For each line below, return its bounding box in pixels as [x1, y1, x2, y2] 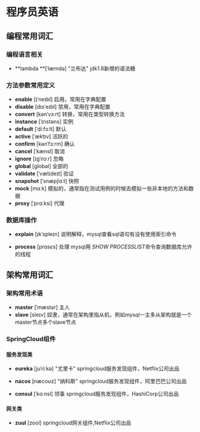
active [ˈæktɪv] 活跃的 [14, 133, 68, 140]
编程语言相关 [6, 50, 43, 58]
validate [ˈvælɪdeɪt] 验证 [14, 170, 74, 177]
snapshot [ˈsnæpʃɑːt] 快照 [14, 178, 79, 185]
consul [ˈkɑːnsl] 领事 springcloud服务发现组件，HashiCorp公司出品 [14, 390, 179, 398]
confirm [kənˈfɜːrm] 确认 [14, 140, 75, 147]
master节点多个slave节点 [14, 319, 76, 326]
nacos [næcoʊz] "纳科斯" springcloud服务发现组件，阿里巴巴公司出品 [14, 378, 187, 385]
